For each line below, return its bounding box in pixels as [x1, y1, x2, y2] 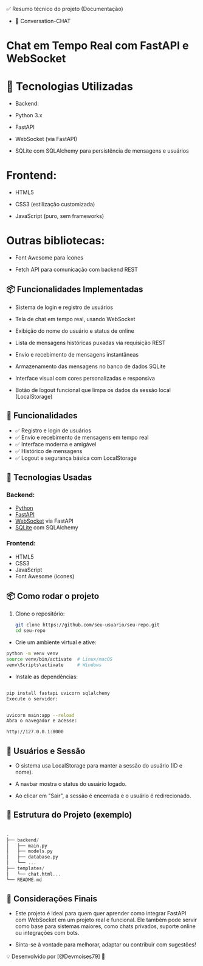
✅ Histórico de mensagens [15, 447, 83, 454]
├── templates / [6, 865, 45, 872]
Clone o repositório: [15, 610, 65, 617]
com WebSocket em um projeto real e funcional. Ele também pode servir [15, 916, 198, 924]
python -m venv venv [6, 650, 59, 657]
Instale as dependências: [15, 673, 78, 680]
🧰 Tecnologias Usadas [6, 473, 92, 483]
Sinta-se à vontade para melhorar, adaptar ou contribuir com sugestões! [15, 941, 196, 948]
